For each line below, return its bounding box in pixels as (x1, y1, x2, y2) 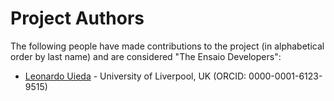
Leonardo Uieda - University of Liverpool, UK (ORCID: (24, 70, 247, 82)
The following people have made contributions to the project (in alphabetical (10, 40, 325, 52)
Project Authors (10, 7, 145, 30)
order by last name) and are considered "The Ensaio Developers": (10, 50, 282, 62)
